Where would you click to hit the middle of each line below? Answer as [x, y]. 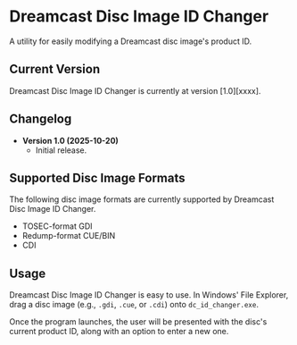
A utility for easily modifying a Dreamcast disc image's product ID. [131, 41]
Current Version [55, 69]
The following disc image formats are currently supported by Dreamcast [142, 199]
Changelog [41, 119]
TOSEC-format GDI [57, 226]
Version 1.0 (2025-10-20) [70, 140]
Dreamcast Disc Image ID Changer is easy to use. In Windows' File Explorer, [149, 295]
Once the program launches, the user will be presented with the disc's [138, 322]
